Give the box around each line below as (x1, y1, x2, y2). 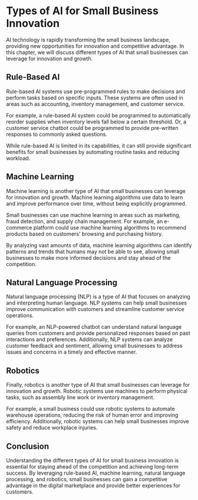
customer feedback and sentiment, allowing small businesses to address (6, 342, 183, 349)
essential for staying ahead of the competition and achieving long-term (6, 463, 179, 470)
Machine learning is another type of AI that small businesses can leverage (6, 187, 186, 194)
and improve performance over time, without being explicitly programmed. (6, 200, 187, 207)
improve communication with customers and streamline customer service (6, 306, 184, 313)
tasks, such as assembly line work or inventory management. (6, 394, 155, 401)
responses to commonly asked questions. (6, 130, 108, 138)
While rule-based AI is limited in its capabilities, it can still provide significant (6, 142, 192, 149)
